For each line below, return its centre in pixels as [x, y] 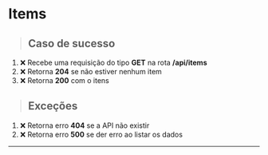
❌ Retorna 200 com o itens [64, 80]
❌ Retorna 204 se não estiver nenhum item [91, 72]
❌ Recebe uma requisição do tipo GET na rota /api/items [113, 62]
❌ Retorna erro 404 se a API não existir [85, 125]
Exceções [53, 106]
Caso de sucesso [71, 44]
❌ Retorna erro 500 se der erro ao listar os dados [101, 134]
